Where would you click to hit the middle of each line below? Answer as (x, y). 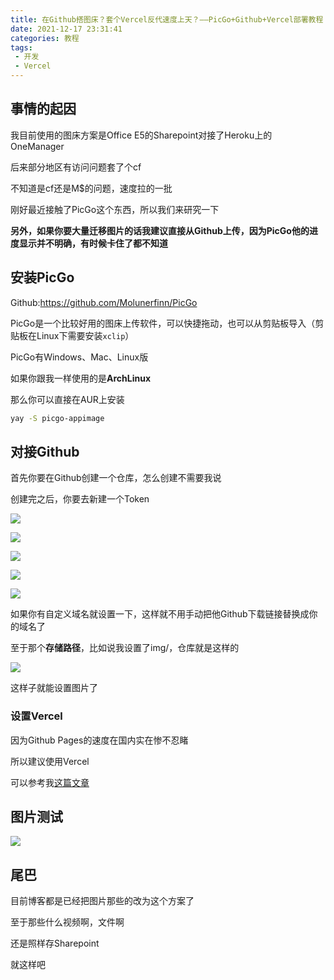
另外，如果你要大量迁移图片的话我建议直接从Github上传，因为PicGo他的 (160, 230)
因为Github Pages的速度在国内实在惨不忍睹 (99, 740)
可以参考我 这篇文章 (50, 782)
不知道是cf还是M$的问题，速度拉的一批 (91, 188)
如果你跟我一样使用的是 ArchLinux (81, 378)
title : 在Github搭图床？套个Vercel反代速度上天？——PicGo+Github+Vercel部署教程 (167, 19)
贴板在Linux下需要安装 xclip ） (72, 335)
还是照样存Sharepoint (55, 943)
